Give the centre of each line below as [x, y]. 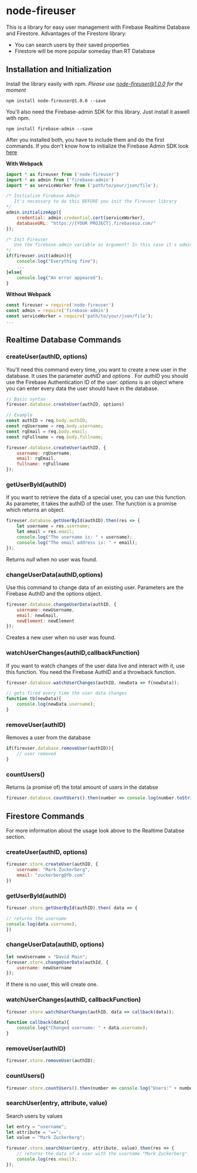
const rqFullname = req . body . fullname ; [55, 437]
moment [16, 90]
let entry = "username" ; [36, 1127]
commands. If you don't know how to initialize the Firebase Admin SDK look [97, 146]
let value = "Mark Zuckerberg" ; [45, 1138]
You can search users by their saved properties [72, 45]
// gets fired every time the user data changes [67, 693]
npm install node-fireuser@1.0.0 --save [56, 101]
